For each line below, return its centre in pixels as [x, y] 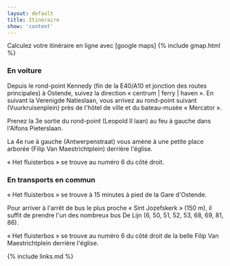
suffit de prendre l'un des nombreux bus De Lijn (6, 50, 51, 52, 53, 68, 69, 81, [115, 215]
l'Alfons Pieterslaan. [35, 128]
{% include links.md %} [41, 256]
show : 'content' [30, 26]
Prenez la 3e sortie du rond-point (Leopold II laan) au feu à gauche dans [109, 121]
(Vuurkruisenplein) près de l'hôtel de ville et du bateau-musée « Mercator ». [115, 108]
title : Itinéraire [33, 20]
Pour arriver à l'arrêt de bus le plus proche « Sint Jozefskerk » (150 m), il [110, 208]
